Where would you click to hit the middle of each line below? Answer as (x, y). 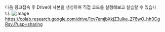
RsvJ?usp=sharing (24, 24)
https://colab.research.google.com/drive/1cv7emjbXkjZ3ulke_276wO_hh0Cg (83, 19)
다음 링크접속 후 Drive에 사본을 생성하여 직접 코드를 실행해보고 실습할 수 (74, 7)
